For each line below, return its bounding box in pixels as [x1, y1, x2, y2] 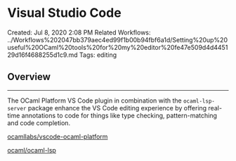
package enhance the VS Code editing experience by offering [27, 103, 207, 112]
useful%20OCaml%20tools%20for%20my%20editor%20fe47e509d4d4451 [7, 43, 228, 51]
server [7, 105, 27, 112]
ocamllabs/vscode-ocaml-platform [7, 132, 108, 141]
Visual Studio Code [7, 5, 122, 21]
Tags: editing [79, 51, 117, 59]
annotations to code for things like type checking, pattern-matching [21, 111, 218, 120]
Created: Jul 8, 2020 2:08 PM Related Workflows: [7, 28, 151, 37]
